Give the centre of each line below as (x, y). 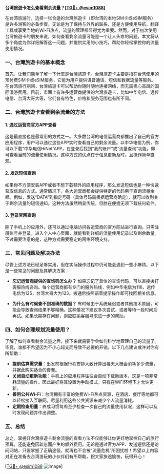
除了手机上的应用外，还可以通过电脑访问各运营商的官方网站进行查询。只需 (80, 227)
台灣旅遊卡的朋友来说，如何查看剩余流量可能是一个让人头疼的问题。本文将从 (82, 36)
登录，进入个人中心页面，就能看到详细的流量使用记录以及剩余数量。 (90, 233)
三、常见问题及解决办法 (32, 253)
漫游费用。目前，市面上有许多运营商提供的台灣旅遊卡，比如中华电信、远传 (84, 92)
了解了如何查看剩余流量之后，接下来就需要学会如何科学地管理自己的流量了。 (82, 341)
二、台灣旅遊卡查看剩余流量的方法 (45, 112)
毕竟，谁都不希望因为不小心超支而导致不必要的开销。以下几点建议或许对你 (80, 347)
